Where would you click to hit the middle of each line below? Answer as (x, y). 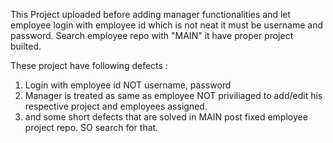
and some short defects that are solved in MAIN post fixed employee (166, 117)
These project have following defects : (89, 65)
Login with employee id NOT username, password (128, 85)
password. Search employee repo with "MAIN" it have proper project (152, 35)
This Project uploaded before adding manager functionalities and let (151, 14)
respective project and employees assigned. (116, 106)
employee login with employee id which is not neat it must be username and (166, 25)
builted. (26, 46)
